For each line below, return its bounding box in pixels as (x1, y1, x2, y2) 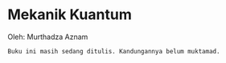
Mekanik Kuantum (7, 6, 132, 24)
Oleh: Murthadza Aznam (7, 32, 88, 41)
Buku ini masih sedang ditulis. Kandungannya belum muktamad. (7, 47, 220, 55)
